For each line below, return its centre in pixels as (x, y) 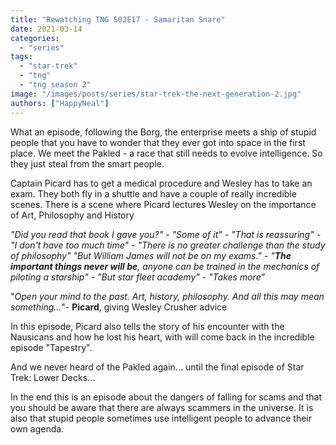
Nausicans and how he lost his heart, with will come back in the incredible (162, 337)
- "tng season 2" (55, 85)
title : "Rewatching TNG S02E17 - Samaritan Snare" (118, 19)
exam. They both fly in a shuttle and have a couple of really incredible (153, 193)
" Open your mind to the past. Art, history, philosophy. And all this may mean (167, 296)
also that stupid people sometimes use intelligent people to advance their (161, 418)
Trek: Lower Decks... (53, 377)
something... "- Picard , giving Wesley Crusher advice (119, 307)
